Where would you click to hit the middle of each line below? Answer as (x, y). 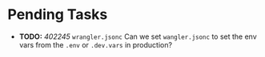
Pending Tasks (58, 15)
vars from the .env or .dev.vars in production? (96, 44)
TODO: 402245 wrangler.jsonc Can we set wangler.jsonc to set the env (138, 36)
